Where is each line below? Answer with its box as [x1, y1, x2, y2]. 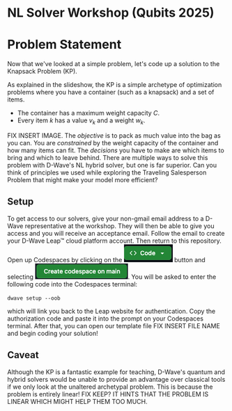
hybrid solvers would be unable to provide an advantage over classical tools [7, 375, 226, 383]
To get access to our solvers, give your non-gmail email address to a [7, 214, 204, 223]
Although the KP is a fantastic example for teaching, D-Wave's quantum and [7, 367, 225, 376]
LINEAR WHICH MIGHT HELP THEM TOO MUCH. [7, 397, 148, 405]
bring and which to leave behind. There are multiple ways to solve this [7, 153, 208, 161]
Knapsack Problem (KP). [7, 67, 78, 76]
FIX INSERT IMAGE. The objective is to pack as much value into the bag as [7, 131, 221, 140]
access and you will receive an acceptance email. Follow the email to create [7, 229, 225, 237]
